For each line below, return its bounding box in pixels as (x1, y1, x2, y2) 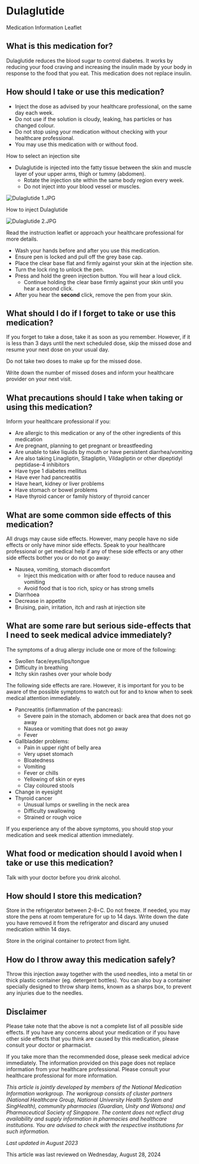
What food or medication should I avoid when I (6, 849, 182, 859)
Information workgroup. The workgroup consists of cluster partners (6, 1090, 173, 1097)
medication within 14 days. (6, 926, 71, 933)
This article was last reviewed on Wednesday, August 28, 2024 (6, 1151, 161, 1158)
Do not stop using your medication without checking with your (14, 128, 168, 135)
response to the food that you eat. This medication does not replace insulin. (6, 70, 192, 77)
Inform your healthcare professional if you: (6, 418, 111, 425)
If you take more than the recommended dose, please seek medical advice (6, 1053, 189, 1060)
